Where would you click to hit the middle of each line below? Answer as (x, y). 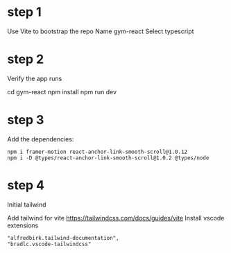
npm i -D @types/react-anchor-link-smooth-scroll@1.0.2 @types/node (108, 158)
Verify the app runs (35, 78)
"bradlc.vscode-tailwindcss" (49, 244)
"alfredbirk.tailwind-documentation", (63, 238)
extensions (23, 225)
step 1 (24, 12)
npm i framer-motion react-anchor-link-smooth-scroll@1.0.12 (97, 152)
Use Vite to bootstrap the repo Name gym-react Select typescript (101, 31)
